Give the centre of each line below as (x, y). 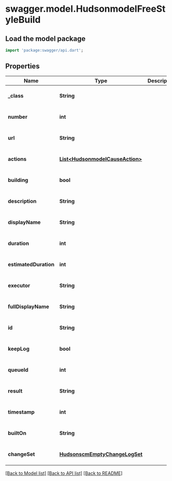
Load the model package (46, 39)
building (18, 180)
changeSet (21, 454)
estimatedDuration (31, 264)
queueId (18, 370)
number (18, 117)
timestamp (21, 412)
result (15, 391)
